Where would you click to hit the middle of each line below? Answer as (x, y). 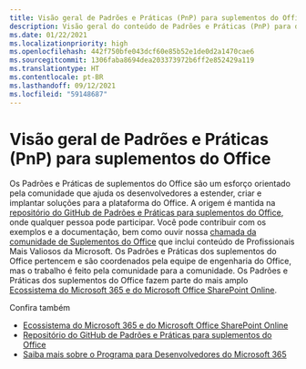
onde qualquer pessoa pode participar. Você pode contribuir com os (138, 222)
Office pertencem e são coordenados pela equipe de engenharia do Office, (151, 261)
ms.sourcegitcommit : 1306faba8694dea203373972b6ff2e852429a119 (132, 60)
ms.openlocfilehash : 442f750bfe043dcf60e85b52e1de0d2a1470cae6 (132, 52)
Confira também (40, 308)
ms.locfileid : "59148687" (58, 94)
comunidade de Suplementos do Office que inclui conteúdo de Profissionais (152, 241)
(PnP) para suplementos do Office (140, 158)
